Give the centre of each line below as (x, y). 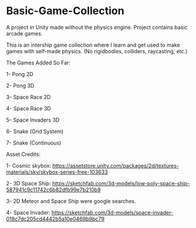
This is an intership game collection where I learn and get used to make (93, 45)
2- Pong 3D (20, 85)
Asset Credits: (23, 154)
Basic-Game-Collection (65, 11)
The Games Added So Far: (38, 63)
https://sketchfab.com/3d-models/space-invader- (112, 212)
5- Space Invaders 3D (33, 120)
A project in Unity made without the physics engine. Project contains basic (97, 27)
